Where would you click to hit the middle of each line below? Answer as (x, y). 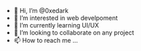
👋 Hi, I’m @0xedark (41, 11)
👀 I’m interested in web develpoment (66, 18)
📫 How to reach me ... (46, 40)
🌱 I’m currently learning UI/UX (56, 25)
